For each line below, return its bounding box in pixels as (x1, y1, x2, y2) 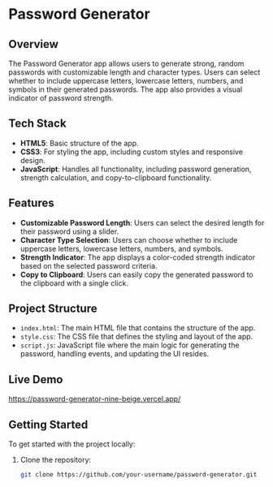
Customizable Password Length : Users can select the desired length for (19, 218, 265, 227)
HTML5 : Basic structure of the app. (19, 138, 140, 148)
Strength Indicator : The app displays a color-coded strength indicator (19, 252, 256, 262)
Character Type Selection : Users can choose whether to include (19, 235, 238, 244)
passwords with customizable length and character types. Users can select (8, 67, 261, 77)
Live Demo (8, 373, 63, 386)
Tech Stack (8, 117, 67, 131)
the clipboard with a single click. (19, 278, 128, 288)
